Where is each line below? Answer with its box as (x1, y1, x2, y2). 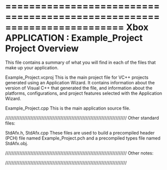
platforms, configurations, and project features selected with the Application (5, 90, 162, 96)
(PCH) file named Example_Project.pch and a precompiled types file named (5, 135, 161, 141)
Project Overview (5, 43, 79, 54)
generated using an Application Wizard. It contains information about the (5, 79, 155, 85)
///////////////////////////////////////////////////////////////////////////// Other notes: (5, 150, 154, 156)
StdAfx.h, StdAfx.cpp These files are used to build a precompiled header (5, 130, 155, 136)
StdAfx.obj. (5, 140, 28, 146)
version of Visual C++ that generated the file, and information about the (5, 85, 152, 91)
